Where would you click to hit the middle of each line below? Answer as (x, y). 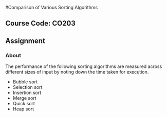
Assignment (25, 41)
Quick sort (24, 104)
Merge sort (25, 98)
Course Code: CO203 (41, 23)
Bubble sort (25, 82)
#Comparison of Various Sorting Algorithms (52, 7)
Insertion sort (27, 93)
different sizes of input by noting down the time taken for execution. (77, 72)
